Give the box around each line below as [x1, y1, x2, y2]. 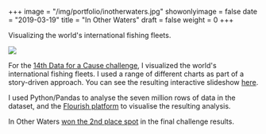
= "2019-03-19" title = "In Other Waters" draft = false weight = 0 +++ [8, 15, 234, 25]
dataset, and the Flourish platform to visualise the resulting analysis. [8, 101, 231, 110]
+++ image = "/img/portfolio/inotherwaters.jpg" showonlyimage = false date [8, 7, 258, 16]
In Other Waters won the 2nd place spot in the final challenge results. [8, 117, 234, 126]
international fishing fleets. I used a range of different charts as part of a [8, 69, 245, 78]
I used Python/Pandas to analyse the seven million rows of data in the [8, 93, 236, 102]
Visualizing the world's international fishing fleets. [8, 31, 172, 40]
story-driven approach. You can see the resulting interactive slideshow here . [8, 78, 259, 86]
